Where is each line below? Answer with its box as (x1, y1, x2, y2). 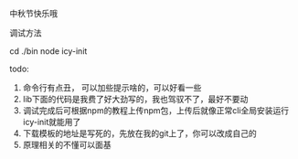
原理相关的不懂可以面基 (22, 140, 112, 150)
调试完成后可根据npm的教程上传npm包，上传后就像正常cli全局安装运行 (22, 105, 290, 116)
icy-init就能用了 (22, 117, 81, 127)
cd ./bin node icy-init (9, 46, 88, 57)
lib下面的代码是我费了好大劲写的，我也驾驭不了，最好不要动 (22, 94, 249, 104)
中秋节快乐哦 (9, 8, 58, 18)
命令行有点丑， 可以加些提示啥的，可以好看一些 (22, 82, 202, 93)
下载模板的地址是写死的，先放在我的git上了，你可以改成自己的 (22, 128, 258, 139)
